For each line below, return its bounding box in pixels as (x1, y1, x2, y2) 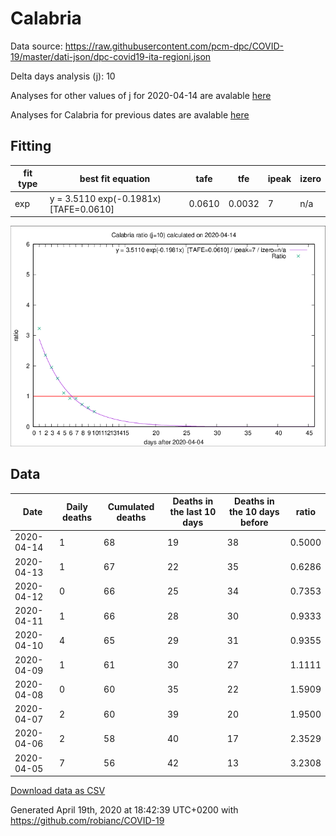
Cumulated (107, 500, 155, 512)
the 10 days (228, 506, 280, 518)
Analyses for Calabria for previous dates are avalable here (10, 108, 250, 121)
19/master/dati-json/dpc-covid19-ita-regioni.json (10, 50, 212, 62)
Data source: (10, 40, 63, 52)
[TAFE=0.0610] (49, 203, 115, 215)
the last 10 (169, 506, 217, 518)
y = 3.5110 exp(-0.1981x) (49, 192, 162, 204)
